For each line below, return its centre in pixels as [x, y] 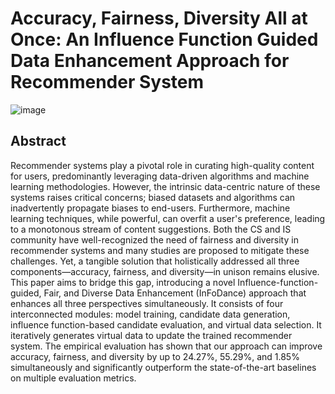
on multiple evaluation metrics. [73, 378]
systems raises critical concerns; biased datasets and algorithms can [153, 197]
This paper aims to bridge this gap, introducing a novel [123, 282]
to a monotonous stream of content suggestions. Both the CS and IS [151, 229]
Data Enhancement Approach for [150, 61]
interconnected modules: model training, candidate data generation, [150, 314]
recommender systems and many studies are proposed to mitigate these [160, 250]
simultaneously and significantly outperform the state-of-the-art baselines [163, 367]
